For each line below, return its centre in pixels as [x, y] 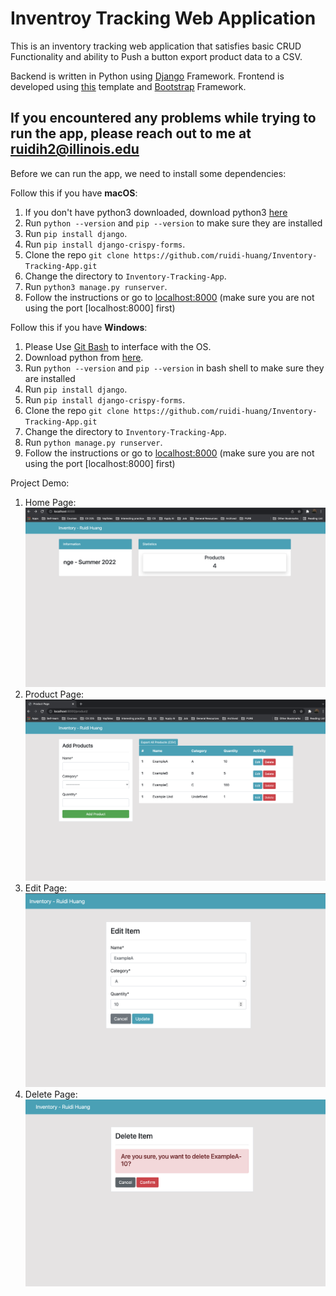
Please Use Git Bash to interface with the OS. [118, 346]
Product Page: [54, 694]
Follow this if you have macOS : [74, 193]
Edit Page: [46, 888]
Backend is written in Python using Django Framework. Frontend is [147, 76]
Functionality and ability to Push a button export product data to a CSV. [156, 56]
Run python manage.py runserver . [93, 442]
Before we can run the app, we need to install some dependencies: [148, 173]
